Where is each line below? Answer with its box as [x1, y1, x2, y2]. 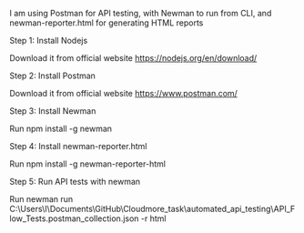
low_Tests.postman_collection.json [9, 213, 139, 224]
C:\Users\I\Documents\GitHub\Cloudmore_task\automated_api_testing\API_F [9, 204, 296, 214]
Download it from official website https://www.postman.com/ [9, 88, 238, 98]
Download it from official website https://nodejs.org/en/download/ [9, 53, 258, 63]
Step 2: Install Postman [9, 70, 96, 81]
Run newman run [9, 194, 74, 204]
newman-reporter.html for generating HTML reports [9, 17, 204, 28]
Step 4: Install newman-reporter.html [9, 141, 147, 151]
